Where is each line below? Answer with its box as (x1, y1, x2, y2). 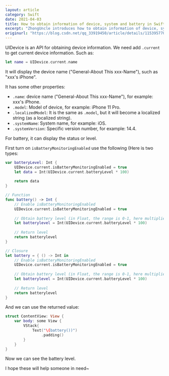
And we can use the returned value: (5, 304, 79, 310)
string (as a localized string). (12, 115, 72, 121)
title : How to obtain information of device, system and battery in (5, 21, 152, 27)
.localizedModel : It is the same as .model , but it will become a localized (12, 109, 160, 116)
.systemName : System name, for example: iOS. (12, 120, 107, 126)
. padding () (41, 332, 64, 337)
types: (5, 150, 19, 156)
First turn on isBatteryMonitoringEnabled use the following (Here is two (5, 145, 153, 151)
